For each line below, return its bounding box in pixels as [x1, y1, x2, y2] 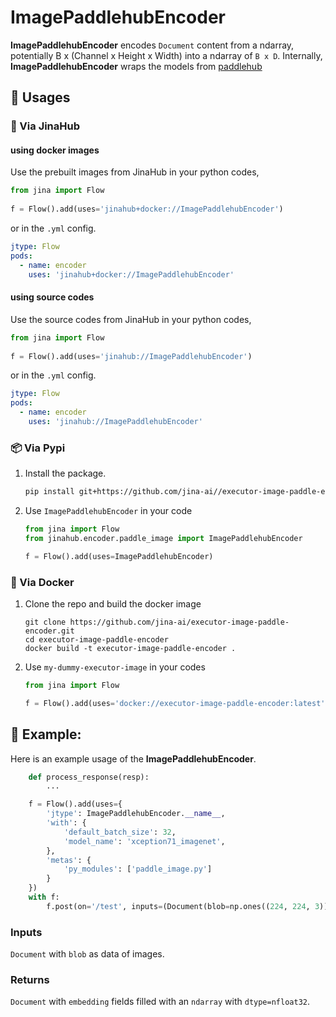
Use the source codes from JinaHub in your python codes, [10, 313, 252, 325]
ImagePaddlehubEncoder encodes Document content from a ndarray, [10, 39, 295, 51]
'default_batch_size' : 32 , [63, 827, 177, 837]
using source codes [10, 291, 95, 303]
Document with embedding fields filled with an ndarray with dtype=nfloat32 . [10, 996, 311, 1008]
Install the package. [24, 467, 107, 480]
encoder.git [24, 626, 75, 636]
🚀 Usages [10, 89, 71, 106]
